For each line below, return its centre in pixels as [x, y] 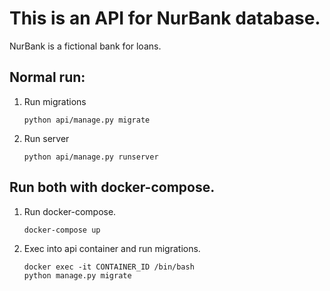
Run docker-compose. [70, 211]
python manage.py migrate [77, 275]
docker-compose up [62, 230]
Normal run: [47, 77]
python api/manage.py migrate [87, 120]
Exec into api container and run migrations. [112, 248]
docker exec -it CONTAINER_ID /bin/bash [109, 267]
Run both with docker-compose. [112, 187]
